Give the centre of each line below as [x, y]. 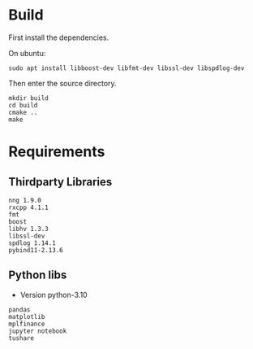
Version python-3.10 [54, 294]
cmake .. [23, 112]
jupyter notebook [38, 331]
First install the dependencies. [59, 37]
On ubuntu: [27, 53]
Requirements [57, 152]
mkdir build [28, 98]
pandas [19, 310]
